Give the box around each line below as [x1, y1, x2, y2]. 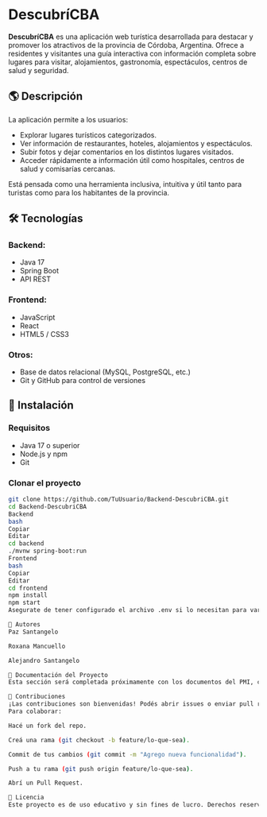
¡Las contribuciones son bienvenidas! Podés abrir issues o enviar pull [8, 700, 254, 708]
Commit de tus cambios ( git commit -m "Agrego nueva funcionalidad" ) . [8, 750, 247, 758]
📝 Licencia [8, 793, 44, 802]
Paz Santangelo [8, 628, 59, 636]
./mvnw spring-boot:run [8, 547, 87, 556]
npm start [8, 598, 41, 607]
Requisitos [8, 423, 50, 434]
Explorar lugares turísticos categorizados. [19, 130, 157, 140]
